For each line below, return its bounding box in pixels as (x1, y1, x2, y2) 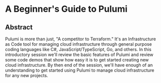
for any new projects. (5, 73, 48, 78)
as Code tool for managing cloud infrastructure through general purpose (5, 41, 152, 47)
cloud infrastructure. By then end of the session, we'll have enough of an (5, 62, 153, 68)
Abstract (5, 23, 33, 31)
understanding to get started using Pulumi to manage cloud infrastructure (5, 67, 155, 73)
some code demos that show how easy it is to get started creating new (5, 57, 149, 62)
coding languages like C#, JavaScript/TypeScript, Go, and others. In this (5, 47, 152, 52)
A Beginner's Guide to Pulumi (5, 3, 128, 15)
